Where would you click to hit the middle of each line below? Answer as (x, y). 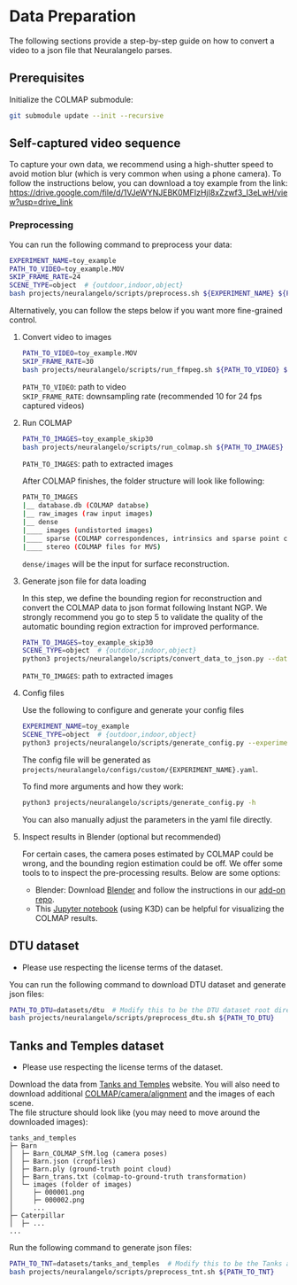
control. (23, 320)
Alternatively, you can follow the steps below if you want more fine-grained (146, 311)
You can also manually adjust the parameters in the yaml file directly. (147, 819)
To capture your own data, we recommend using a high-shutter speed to (141, 165)
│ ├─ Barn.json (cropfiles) (63, 1162)
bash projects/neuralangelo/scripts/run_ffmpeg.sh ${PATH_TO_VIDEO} (151, 369)
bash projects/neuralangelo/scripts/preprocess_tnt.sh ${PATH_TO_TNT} (142, 1272)
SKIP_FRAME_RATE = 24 (45, 277)
